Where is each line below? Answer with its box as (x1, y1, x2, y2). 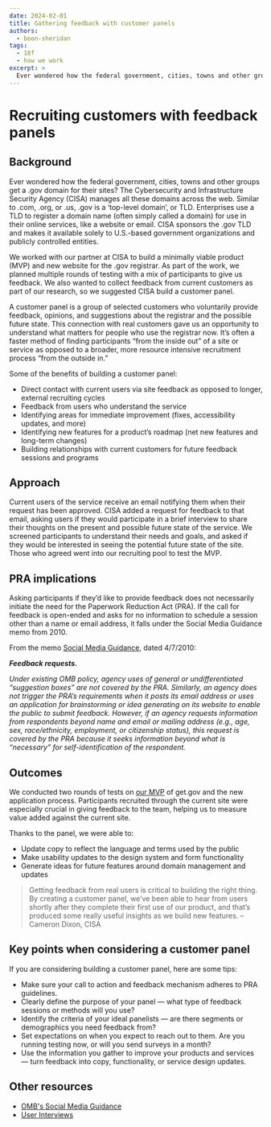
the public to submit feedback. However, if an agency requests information (9, 709, 258, 718)
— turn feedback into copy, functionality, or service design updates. (20, 1056, 247, 1066)
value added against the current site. (9, 813, 131, 823)
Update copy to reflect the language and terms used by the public (20, 844, 240, 853)
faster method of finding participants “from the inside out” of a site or (9, 335, 240, 346)
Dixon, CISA (60, 919, 101, 929)
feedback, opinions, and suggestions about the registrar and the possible (9, 311, 252, 320)
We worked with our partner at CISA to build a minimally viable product (9, 252, 244, 261)
